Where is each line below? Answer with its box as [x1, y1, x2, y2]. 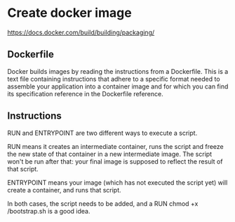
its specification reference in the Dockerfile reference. [7, 89, 163, 98]
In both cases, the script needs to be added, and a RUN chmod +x [7, 199, 199, 208]
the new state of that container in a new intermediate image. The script [7, 150, 213, 158]
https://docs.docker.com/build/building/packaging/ [7, 28, 155, 37]
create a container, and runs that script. [7, 185, 121, 194]
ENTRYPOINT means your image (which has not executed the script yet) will [7, 178, 228, 187]
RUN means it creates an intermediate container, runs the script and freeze [7, 142, 224, 150]
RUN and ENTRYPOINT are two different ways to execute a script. [7, 129, 198, 137]
